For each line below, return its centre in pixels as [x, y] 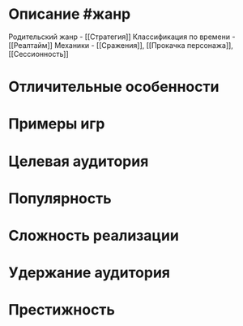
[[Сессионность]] [38, 54]
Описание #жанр [70, 14]
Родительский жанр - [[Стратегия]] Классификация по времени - [122, 37]
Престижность [62, 310]
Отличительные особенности [114, 87]
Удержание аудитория [90, 273]
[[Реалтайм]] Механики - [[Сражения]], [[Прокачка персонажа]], [121, 45]
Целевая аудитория [79, 161]
